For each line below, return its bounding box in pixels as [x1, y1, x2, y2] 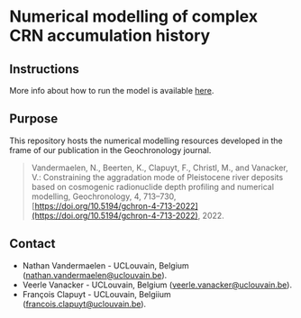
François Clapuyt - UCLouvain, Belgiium [22, 288, 171, 299]
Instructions [9, 61, 79, 77]
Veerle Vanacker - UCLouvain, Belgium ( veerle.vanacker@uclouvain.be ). [22, 279, 293, 290]
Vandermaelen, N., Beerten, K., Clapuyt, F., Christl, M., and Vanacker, [31, 162, 288, 173]
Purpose [9, 111, 59, 127]
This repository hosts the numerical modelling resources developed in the [9, 135, 284, 146]
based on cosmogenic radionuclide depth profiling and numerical [31, 181, 275, 192]
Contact [9, 236, 56, 251]
